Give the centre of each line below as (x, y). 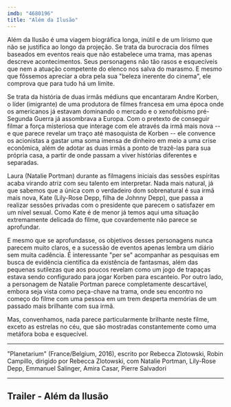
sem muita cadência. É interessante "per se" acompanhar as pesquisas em (113, 254)
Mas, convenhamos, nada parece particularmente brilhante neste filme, (108, 319)
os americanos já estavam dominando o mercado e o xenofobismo (101, 111)
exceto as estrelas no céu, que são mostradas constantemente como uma (112, 327)
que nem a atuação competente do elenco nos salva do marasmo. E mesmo (114, 69)
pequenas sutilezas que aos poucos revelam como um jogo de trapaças (109, 269)
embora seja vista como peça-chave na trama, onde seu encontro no (105, 291)
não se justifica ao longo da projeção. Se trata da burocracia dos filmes (108, 47)
